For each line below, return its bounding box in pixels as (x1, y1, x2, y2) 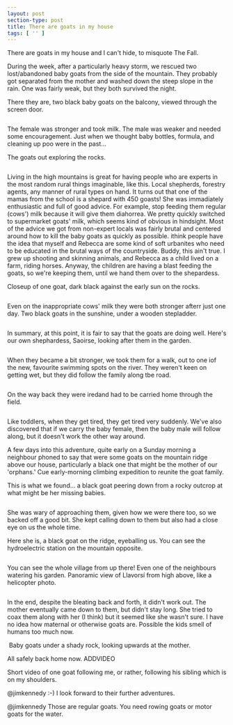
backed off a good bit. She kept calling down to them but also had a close (7, 516, 218, 524)
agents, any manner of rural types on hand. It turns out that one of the (7, 187, 208, 196)
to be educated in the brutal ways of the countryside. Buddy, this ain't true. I (7, 247, 225, 255)
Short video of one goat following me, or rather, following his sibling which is (7, 668, 227, 676)
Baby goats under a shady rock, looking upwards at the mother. (8, 641, 191, 650)
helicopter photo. (7, 579, 57, 587)
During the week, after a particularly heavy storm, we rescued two (7, 62, 197, 70)
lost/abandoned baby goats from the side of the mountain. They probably (7, 70, 218, 78)
